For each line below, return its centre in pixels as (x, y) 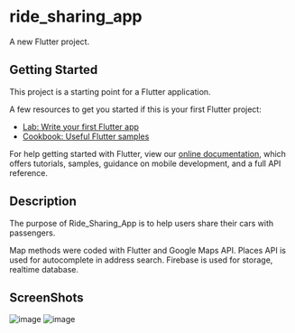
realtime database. (44, 269)
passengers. (32, 233)
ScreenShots (46, 297)
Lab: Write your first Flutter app (81, 126)
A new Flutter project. (50, 42)
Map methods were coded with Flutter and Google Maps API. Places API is (148, 250)
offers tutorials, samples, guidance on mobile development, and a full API (145, 163)
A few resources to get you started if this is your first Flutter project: (135, 109)
